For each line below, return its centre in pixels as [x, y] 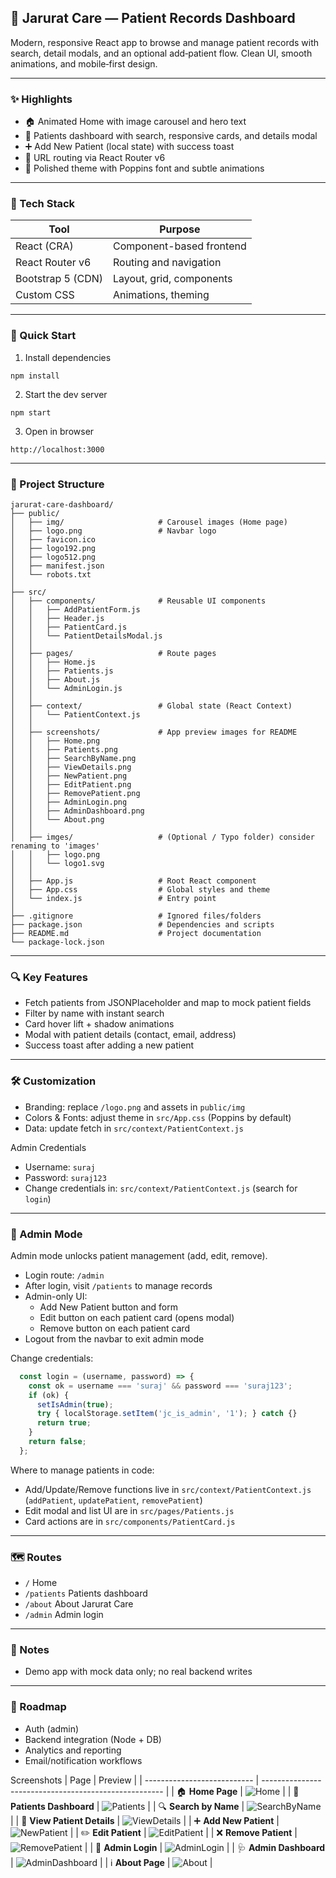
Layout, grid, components [172, 279]
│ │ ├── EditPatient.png [71, 785]
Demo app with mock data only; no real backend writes [138, 1672]
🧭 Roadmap [38, 1707]
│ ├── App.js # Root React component [133, 881]
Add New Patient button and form [108, 1307]
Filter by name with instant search [94, 1013]
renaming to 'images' [55, 846]
